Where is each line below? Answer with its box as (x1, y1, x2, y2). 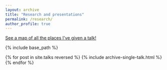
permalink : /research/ (5, 16, 53, 21)
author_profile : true (5, 21, 51, 26)
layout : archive (5, 7, 39, 12)
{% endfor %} (5, 59, 34, 65)
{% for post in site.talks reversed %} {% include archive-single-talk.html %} (5, 54, 162, 60)
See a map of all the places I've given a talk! (5, 35, 97, 41)
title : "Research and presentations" (5, 12, 85, 17)
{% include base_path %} (5, 44, 58, 50)
